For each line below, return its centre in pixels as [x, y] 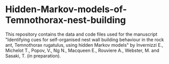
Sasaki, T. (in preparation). [33, 56]
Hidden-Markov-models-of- [66, 9]
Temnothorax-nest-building [66, 20]
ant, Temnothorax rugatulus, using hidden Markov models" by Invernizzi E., [84, 45]
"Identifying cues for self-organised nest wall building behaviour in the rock [85, 40]
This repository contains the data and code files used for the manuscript [81, 34]
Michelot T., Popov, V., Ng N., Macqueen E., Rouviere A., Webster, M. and [82, 50]
